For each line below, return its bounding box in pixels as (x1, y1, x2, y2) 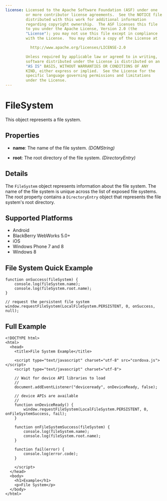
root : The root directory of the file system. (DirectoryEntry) (12, 155, 136, 161)
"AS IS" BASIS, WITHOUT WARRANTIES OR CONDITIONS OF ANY (25, 64, 149, 69)
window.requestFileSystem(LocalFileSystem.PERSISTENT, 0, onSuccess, (5, 304, 156, 309)
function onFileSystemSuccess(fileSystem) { (14, 425, 110, 430)
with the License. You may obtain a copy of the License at (25, 36, 158, 41)
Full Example (5, 322, 47, 331)
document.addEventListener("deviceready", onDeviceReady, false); (14, 385, 158, 390)
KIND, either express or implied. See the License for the (25, 68, 156, 74)
